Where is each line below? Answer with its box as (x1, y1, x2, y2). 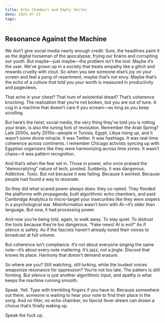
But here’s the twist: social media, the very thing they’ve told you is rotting (5, 120, 155, 125)
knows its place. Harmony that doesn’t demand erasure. (5, 252, 119, 258)
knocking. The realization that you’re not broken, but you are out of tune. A (5, 99, 157, 105)
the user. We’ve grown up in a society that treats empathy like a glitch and (5, 64, 155, 70)
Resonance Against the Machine (5, 35, 107, 43)
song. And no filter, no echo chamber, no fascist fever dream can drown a (5, 297, 155, 304)
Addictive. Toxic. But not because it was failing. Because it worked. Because (5, 171, 160, 177)
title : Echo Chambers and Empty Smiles (5, 7, 87, 12)
